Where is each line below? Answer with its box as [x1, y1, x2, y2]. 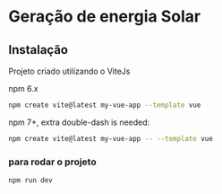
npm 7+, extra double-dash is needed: [8, 117, 150, 128]
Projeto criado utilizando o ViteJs [8, 66, 131, 76]
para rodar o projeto [8, 155, 97, 168]
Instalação [8, 42, 69, 57]
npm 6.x [8, 84, 38, 93]
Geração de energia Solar [8, 6, 201, 27]
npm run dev [8, 176, 53, 185]
